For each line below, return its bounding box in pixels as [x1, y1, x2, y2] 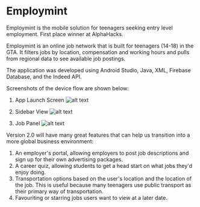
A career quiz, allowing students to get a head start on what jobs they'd [14, 162, 193, 169]
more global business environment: [6, 137, 94, 145]
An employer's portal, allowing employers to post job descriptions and [14, 149, 189, 156]
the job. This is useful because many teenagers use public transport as [14, 181, 192, 188]
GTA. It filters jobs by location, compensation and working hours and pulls [6, 48, 190, 55]
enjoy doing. [14, 168, 46, 176]
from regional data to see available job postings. [6, 55, 126, 62]
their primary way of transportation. [14, 188, 104, 195]
